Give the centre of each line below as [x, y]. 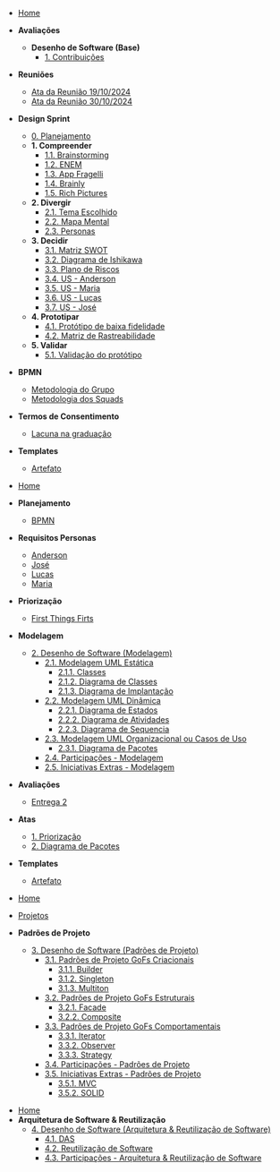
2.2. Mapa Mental [77, 222]
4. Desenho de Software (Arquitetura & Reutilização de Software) [151, 1129]
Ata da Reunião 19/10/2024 [81, 92]
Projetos [33, 915]
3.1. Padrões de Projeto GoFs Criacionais [119, 960]
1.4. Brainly [64, 184]
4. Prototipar [55, 317]
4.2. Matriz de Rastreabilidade [100, 336]
